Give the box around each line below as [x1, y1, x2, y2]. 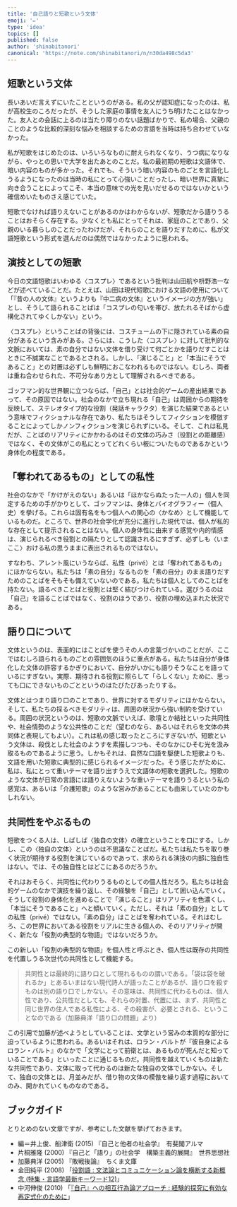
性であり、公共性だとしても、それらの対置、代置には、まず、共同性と [24, 996, 228, 1004]
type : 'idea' [7, 23, 46, 30]
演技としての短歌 [7, 257, 82, 269]
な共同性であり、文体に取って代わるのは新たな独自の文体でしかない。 [7, 1064, 211, 1072]
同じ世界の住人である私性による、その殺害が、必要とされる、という [24, 1004, 222, 1013]
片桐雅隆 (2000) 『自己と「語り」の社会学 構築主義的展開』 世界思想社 [17, 1148, 230, 1156]
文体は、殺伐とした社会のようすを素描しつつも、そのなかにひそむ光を [13, 740, 217, 749]
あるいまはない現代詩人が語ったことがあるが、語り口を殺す [55, 978, 229, 987]
